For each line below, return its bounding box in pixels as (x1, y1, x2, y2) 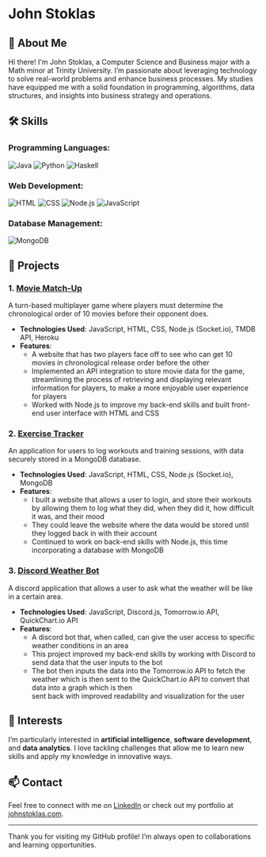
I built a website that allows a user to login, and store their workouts (31, 495, 252, 505)
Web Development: (8, 180, 84, 191)
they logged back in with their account (31, 529, 158, 538)
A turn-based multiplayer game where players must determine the (8, 300, 224, 309)
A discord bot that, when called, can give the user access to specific (31, 632, 256, 642)
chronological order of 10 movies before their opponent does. (8, 309, 209, 318)
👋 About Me (8, 36, 67, 50)
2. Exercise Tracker (8, 428, 85, 439)
